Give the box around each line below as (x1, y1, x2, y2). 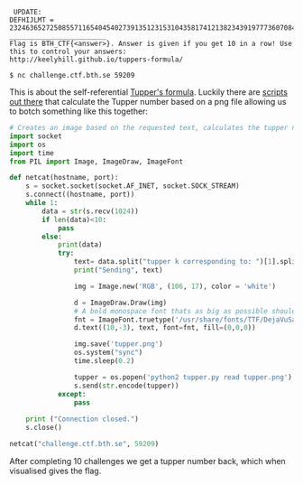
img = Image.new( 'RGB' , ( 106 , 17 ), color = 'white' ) (73, 282, 277, 291)
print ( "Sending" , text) (73, 266, 164, 275)
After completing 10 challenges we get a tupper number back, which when (9, 455, 286, 466)
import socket (9, 131, 63, 141)
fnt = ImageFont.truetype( (73, 315, 176, 324)
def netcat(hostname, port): (9, 173, 119, 182)
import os (9, 140, 47, 149)
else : (41, 232, 63, 241)
